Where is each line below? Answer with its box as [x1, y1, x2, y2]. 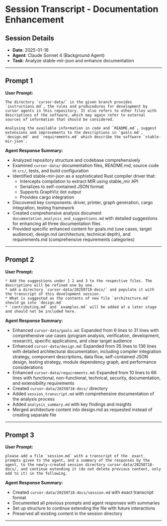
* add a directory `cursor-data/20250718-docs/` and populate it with [5, 287, 155, 292]
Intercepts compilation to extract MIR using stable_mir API [19, 178, 139, 184]
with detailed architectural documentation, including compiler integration [12, 348, 162, 354]
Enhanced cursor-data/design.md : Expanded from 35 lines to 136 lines [12, 343, 157, 349]
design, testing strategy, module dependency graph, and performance [12, 359, 157, 365]
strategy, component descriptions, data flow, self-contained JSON [12, 353, 148, 359]
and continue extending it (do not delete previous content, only [20, 467, 162, 472]
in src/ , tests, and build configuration [12, 168, 89, 174]
